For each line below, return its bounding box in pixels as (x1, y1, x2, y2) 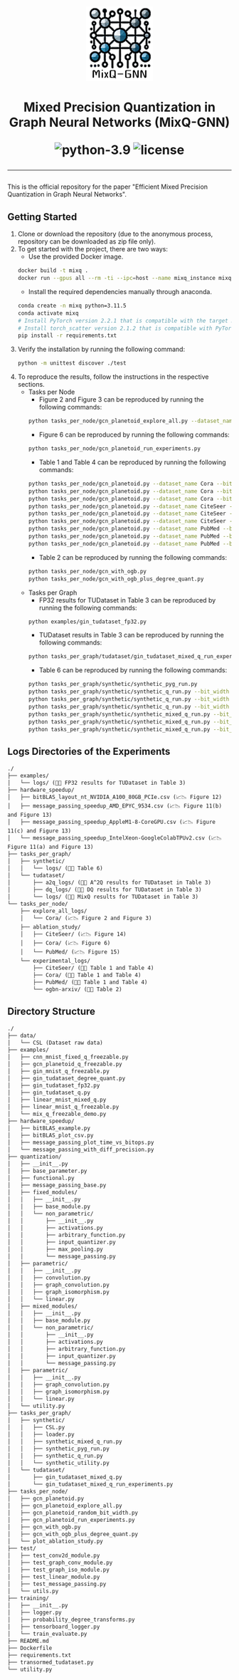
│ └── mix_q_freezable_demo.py (7, 1110, 107, 1118)
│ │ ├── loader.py (7, 1431, 75, 1439)
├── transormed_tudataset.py (7, 1659, 94, 1666)
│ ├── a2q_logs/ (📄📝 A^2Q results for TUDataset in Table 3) (7, 879, 212, 887)
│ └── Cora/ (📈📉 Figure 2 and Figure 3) (20, 914, 152, 922)
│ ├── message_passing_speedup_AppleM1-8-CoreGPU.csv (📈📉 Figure (7, 818, 216, 826)
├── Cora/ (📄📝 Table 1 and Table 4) (33, 971, 142, 979)
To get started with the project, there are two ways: (17, 245, 169, 254)
